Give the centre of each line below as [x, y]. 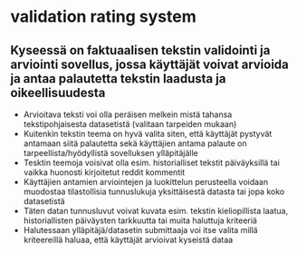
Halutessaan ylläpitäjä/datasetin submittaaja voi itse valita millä [140, 230]
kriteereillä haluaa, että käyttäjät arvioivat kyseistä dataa [128, 239]
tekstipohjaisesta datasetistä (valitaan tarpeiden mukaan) [130, 124]
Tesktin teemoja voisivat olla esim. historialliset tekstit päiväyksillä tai [151, 162]
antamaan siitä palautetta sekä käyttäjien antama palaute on [135, 143]
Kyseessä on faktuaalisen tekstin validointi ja [140, 50]
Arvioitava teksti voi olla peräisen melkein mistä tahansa [128, 114]
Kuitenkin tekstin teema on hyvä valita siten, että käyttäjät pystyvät [148, 134]
